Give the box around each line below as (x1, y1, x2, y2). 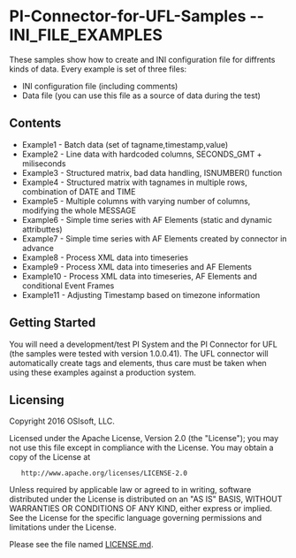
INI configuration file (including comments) (21, 80, 178, 91)
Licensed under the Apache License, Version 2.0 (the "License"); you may (9, 433, 279, 444)
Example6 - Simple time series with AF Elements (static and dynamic (21, 214, 272, 225)
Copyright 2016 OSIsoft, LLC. (9, 416, 115, 426)
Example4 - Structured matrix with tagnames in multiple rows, (21, 177, 247, 187)
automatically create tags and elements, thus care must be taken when (9, 357, 267, 368)
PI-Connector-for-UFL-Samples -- (9, 6, 265, 27)
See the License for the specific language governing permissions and (9, 513, 262, 524)
